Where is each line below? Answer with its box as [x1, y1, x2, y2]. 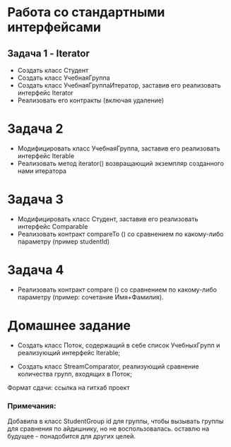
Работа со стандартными [7, 4, 165, 20]
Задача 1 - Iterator [7, 47, 90, 59]
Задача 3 [7, 191, 64, 208]
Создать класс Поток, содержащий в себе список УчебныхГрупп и [17, 340, 220, 350]
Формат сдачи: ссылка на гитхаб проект [7, 383, 130, 392]
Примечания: [7, 400, 57, 410]
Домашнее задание [7, 318, 131, 333]
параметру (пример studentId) [17, 237, 110, 246]
